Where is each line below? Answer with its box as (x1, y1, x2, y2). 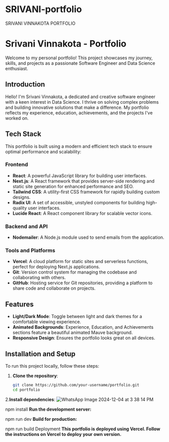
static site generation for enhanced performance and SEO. (12, 183, 134, 189)
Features (5, 300, 34, 308)
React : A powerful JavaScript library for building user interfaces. (12, 172, 147, 179)
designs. (12, 194, 31, 200)
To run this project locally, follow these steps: (5, 363, 99, 369)
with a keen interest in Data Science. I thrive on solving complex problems (5, 99, 159, 105)
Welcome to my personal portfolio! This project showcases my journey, (5, 55, 153, 61)
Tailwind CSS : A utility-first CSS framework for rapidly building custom (12, 189, 160, 195)
